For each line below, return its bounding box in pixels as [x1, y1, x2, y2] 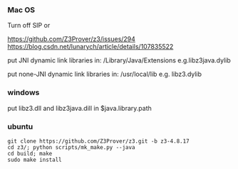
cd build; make [7, 150, 53, 157]
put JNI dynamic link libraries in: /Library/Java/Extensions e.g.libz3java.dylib [7, 56, 232, 65]
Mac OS [7, 5, 36, 15]
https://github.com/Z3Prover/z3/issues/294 [7, 35, 135, 43]
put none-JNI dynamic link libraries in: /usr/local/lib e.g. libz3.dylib [7, 70, 202, 79]
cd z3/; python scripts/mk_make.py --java [7, 143, 135, 151]
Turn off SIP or [7, 21, 51, 30]
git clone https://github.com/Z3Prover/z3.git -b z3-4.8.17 [7, 137, 190, 145]
